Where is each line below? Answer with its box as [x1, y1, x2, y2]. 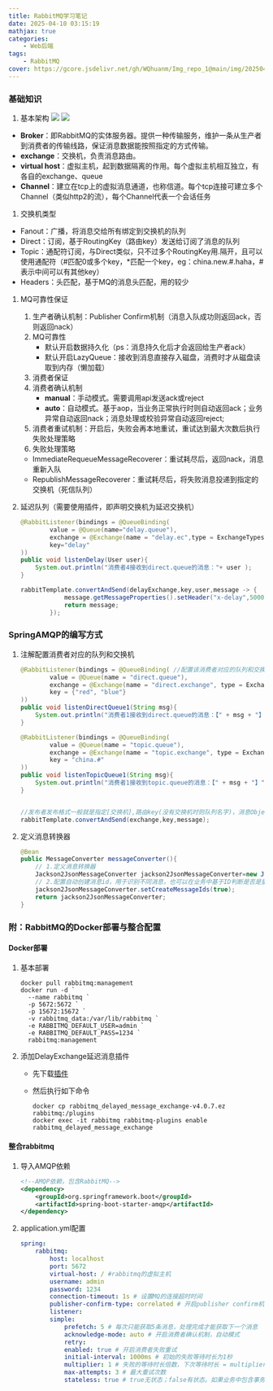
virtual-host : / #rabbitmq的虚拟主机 [50, 1270, 171, 1278]
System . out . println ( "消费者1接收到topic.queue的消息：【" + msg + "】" [35, 779, 266, 787]
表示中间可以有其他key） [19, 267, 104, 277]
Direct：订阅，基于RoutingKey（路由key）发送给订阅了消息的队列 [19, 237, 240, 247]
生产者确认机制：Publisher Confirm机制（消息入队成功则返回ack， [32, 312, 254, 322]
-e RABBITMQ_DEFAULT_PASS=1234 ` [28, 1029, 141, 1037]
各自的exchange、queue [19, 172, 103, 182]
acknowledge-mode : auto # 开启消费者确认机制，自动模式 [63, 1330, 240, 1339]
